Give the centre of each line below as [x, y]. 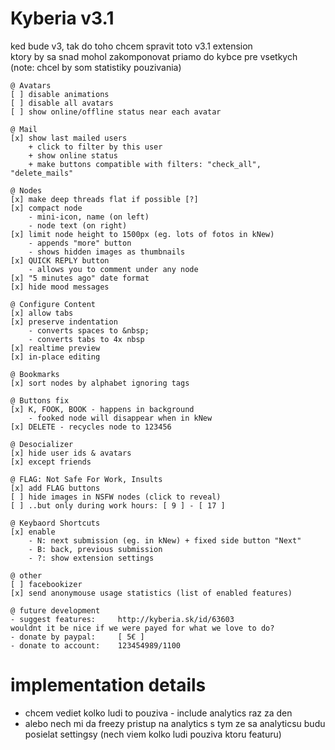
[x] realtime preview [55, 348]
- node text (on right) [78, 225]
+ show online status [73, 155]
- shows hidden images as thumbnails [107, 252]
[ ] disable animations [60, 94]
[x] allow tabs [42, 313]
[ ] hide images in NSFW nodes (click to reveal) [116, 497]
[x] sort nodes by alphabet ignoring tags [100, 383]
